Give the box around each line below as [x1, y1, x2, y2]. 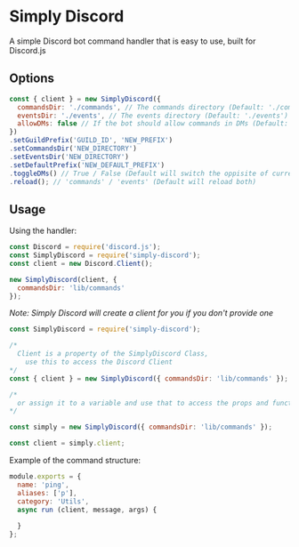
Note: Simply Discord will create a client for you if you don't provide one [9, 308, 274, 318]
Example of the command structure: [9, 455, 141, 466]
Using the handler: [9, 225, 77, 237]
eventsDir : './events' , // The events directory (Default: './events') [17, 111, 289, 120]
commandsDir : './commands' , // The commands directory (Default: [17, 102, 265, 112]
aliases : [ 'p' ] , [17, 488, 77, 497]
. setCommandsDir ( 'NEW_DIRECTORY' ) [9, 144, 138, 153]
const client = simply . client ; [9, 438, 125, 448]
